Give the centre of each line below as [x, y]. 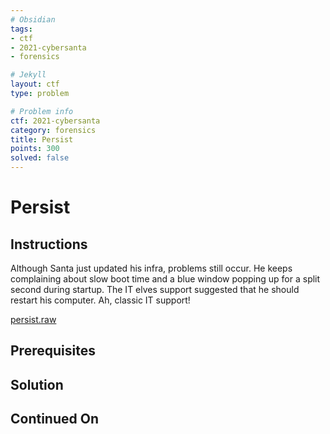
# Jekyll [28, 75]
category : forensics [53, 130]
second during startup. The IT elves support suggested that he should [155, 289]
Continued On [54, 419]
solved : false [40, 158]
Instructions [49, 244]
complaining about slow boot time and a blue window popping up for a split [165, 279]
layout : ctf [35, 84]
